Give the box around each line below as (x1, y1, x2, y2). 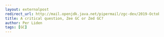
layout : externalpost (5, 7, 49, 12)
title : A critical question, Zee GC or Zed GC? (5, 16, 104, 21)
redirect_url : (5, 12, 34, 16)
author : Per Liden (5, 20, 42, 25)
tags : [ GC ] (5, 25, 27, 30)
